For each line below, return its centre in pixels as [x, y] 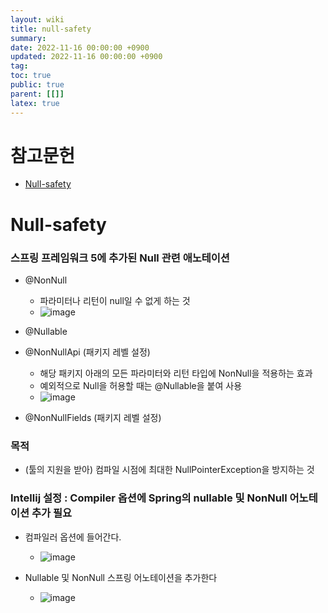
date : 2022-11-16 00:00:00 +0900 [80, 47]
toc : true [31, 76]
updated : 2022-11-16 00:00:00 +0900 [86, 57]
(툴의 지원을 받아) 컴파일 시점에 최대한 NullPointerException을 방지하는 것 [169, 470]
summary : [28, 38]
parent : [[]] [37, 94]
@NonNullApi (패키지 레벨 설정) [87, 352]
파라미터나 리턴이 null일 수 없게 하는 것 [115, 300]
